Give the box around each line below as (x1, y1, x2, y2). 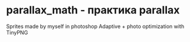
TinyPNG (6, 29, 28, 36)
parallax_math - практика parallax (6, 3, 180, 17)
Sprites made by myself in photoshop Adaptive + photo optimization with (6, 23, 185, 30)
